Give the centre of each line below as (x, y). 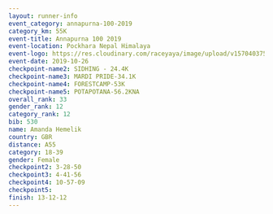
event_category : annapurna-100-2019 (70, 24)
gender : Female (34, 159)
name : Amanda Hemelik (45, 129)
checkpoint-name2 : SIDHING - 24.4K (69, 69)
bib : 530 (23, 122)
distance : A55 (32, 144)
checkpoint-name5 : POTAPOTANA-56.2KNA (74, 92)
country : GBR (30, 137)
